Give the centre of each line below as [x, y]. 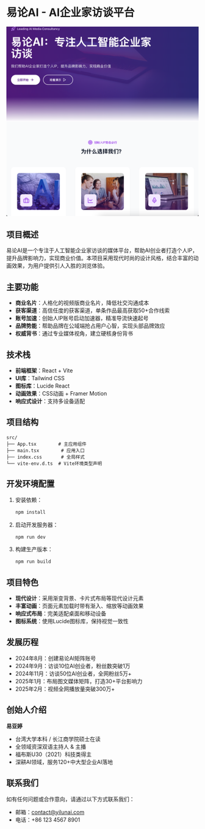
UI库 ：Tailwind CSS [40, 378]
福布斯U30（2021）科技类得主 [53, 754]
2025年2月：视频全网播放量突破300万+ [65, 689]
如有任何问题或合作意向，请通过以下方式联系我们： [70, 799]
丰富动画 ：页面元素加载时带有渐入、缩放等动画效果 [79, 606]
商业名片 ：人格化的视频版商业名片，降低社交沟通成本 [82, 303]
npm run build [33, 562]
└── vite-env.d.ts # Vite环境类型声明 [54, 463]
